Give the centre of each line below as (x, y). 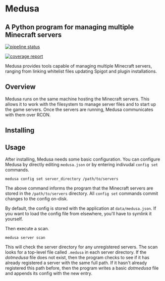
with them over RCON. (28, 114)
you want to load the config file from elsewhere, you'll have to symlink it (79, 214)
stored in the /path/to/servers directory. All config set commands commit (82, 193)
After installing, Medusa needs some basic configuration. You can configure (82, 159)
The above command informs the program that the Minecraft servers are (79, 188)
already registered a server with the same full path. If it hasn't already (76, 263)
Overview (21, 87)
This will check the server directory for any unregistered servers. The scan (81, 247)
